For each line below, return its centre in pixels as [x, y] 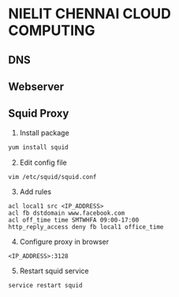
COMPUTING [52, 30]
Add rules [35, 192]
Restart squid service [54, 271]
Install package [44, 132]
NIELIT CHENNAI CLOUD [89, 14]
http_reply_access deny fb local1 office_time [86, 227]
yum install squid [38, 147]
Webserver [36, 87]
